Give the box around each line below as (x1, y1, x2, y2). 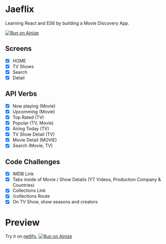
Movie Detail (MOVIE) (12, 137, 57, 143)
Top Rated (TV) (12, 114, 44, 120)
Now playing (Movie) (12, 103, 56, 109)
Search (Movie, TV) (12, 143, 53, 149)
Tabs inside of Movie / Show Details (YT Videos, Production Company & (12, 177, 161, 183)
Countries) (12, 182, 35, 188)
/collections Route (12, 193, 50, 199)
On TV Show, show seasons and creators (12, 199, 98, 205)
